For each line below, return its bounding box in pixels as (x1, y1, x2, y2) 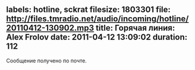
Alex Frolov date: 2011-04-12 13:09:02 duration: (6, 32, 188, 42)
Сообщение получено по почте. (6, 57, 87, 64)
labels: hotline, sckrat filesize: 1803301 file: (6, 5, 171, 15)
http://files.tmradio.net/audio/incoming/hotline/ (6, 14, 189, 24)
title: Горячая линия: (95, 23, 175, 33)
